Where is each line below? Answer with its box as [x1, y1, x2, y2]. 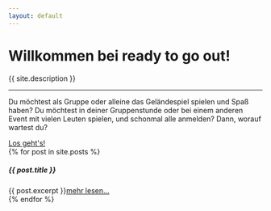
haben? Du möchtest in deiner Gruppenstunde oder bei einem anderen [8, 105, 244, 115]
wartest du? [8, 122, 48, 132]
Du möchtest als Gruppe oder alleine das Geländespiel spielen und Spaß [8, 96, 249, 106]
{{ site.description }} [8, 74, 77, 83]
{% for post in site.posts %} [8, 146, 101, 156]
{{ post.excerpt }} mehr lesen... [8, 185, 110, 195]
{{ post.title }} [8, 165, 56, 175]
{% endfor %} [8, 194, 55, 204]
